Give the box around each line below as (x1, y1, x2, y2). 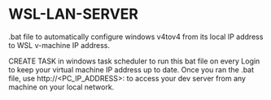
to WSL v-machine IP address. (8, 40, 110, 50)
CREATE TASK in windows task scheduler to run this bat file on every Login (8, 56, 260, 66)
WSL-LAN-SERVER (8, 5, 138, 24)
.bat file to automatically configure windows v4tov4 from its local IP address (8, 32, 264, 41)
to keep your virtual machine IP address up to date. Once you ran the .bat (8, 64, 255, 74)
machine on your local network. (8, 82, 115, 92)
